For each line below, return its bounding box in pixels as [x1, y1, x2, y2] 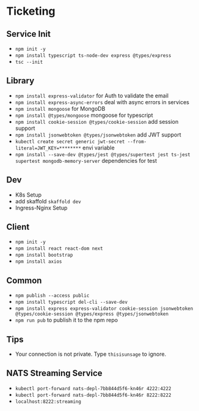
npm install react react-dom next [15, 246, 103, 252]
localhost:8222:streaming [15, 398, 81, 405]
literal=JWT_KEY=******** [15, 145, 81, 151]
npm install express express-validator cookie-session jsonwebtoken [15, 306, 194, 312]
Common [6, 275, 42, 285]
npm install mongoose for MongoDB [15, 105, 106, 112]
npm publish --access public [15, 293, 90, 299]
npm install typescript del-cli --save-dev [15, 299, 128, 306]
